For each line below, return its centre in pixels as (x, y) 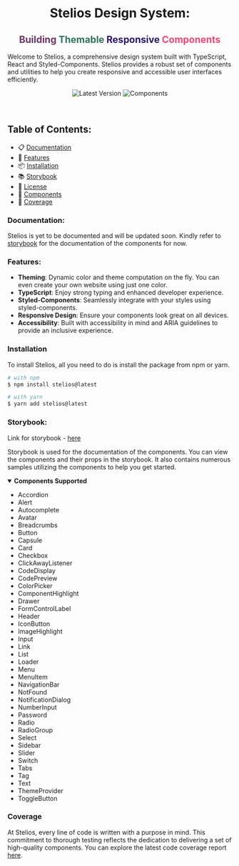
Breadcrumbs (38, 525)
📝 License (32, 186)
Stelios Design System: (120, 13)
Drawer (29, 601)
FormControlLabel (44, 608)
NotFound (32, 692)
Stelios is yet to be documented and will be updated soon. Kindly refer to (114, 236)
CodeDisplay (36, 570)
